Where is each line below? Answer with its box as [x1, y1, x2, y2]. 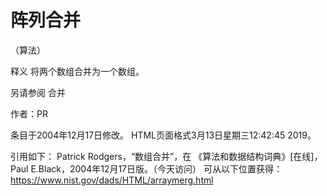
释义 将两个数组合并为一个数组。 [10, 65, 145, 77]
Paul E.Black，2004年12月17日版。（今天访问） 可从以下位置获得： [10, 162, 283, 175]
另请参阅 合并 [10, 86, 66, 98]
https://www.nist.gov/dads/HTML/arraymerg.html [10, 174, 214, 186]
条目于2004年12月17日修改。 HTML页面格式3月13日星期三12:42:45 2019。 [10, 129, 317, 141]
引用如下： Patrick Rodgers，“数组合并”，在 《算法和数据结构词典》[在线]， [10, 150, 323, 162]
